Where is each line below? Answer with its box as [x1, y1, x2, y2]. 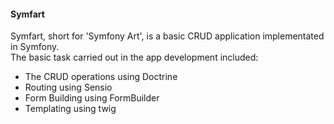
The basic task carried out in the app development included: [10, 51, 259, 64]
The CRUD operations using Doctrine [24, 71, 178, 83]
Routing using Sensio [24, 81, 113, 94]
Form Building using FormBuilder [24, 92, 160, 104]
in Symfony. [10, 41, 60, 53]
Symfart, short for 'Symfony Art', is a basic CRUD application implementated [10, 30, 325, 42]
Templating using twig [24, 103, 117, 115]
